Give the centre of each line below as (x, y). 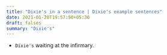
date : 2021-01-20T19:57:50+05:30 (48, 17)
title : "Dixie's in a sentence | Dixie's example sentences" (84, 12)
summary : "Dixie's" (31, 28)
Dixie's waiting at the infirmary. (54, 45)
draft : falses (24, 23)
